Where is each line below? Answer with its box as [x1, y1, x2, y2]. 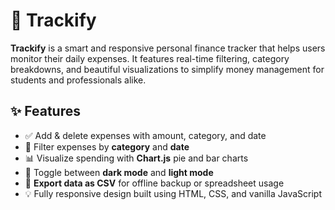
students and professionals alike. [10, 74, 147, 86]
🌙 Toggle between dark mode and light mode [24, 166, 214, 178]
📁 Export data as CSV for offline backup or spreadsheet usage [24, 177, 285, 189]
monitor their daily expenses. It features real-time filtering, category [10, 52, 290, 64]
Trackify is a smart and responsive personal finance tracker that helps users [10, 42, 326, 54]
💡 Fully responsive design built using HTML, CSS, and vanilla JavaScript [24, 187, 323, 199]
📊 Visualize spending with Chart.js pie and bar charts [24, 152, 249, 164]
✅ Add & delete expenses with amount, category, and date [24, 129, 267, 141]
